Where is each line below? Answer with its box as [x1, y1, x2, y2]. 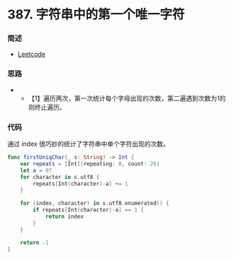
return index [45, 213, 84, 220]
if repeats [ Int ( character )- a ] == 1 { [33, 207, 144, 214]
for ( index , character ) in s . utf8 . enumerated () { [20, 200, 170, 207]
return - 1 [20, 239, 50, 246]
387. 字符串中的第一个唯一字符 [7, 6, 186, 23]
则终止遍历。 [28, 103, 66, 111]
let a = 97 [20, 167, 52, 174]
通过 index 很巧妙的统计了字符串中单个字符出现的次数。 [7, 139, 170, 149]
